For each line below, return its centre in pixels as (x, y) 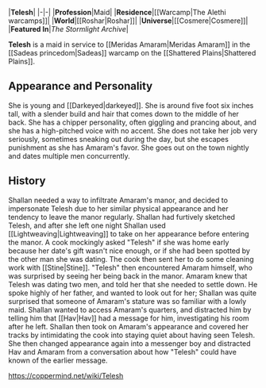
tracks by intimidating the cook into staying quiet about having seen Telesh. (132, 335)
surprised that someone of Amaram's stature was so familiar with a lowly (127, 301)
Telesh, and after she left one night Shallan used (87, 225)
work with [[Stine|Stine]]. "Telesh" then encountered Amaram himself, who (130, 267)
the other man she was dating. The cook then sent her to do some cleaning (131, 259)
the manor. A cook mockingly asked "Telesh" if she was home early (119, 242)
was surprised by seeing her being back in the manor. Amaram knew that (128, 276)
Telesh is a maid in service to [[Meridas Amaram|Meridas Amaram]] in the (129, 44)
